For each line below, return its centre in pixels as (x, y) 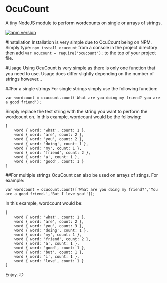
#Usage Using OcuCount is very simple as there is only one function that (80, 68)
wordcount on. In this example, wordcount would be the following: (73, 117)
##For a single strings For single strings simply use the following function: (81, 88)
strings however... (24, 79)
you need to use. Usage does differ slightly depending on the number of (80, 73)
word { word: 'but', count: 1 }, (49, 252)
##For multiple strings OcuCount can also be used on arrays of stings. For (82, 175)
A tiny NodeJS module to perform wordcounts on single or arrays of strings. (84, 23)
